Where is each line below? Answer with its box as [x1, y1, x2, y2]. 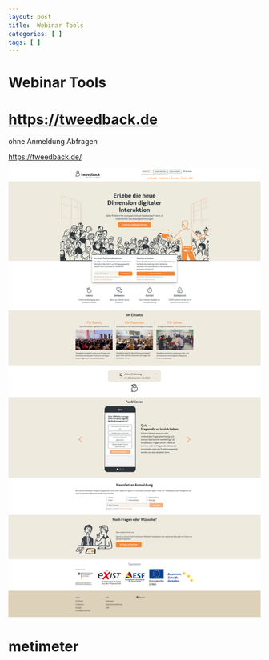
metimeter [8, 638, 79, 656]
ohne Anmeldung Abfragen [8, 137, 98, 146]
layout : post [8, 13, 52, 21]
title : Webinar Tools [8, 21, 84, 30]
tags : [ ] [8, 38, 42, 46]
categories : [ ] [8, 30, 62, 38]
